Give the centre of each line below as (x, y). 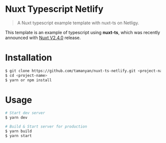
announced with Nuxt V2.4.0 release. (43, 38)
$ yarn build (19, 131)
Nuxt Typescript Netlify (54, 9)
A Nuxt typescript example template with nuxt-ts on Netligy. (78, 23)
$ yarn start (19, 136)
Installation (29, 58)
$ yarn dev (16, 118)
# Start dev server (25, 113)
